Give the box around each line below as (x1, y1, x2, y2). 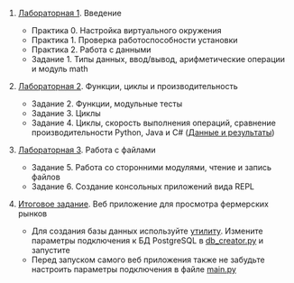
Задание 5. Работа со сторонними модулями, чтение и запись (31, 162, 272, 172)
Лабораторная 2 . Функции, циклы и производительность (17, 81, 238, 91)
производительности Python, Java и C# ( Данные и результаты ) (31, 127, 275, 138)
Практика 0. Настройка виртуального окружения (31, 25, 223, 35)
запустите (31, 245, 70, 255)
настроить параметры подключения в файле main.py (31, 264, 237, 274)
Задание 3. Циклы (31, 108, 101, 118)
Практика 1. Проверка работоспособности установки (31, 35, 238, 45)
